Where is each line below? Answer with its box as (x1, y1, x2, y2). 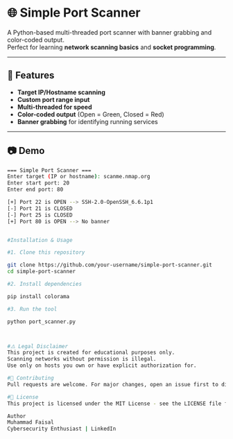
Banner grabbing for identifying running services (17, 117, 158, 126)
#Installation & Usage (7, 236, 73, 243)
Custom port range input (17, 95, 90, 103)
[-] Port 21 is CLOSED (7, 205, 73, 212)
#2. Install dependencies (7, 281, 82, 288)
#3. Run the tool (7, 305, 58, 313)
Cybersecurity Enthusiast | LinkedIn (7, 425, 116, 433)
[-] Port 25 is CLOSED (7, 212, 73, 218)
